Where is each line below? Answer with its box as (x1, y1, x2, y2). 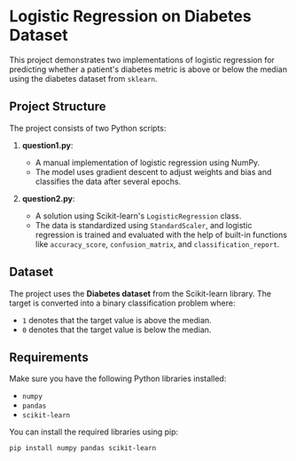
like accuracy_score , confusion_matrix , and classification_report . (35, 238, 280, 250)
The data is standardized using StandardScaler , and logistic (35, 219, 253, 230)
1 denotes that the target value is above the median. (21, 314, 213, 325)
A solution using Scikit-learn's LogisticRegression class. (35, 211, 242, 221)
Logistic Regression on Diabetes (9, 6, 252, 27)
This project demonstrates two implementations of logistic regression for (9, 54, 275, 65)
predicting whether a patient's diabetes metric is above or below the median (9, 64, 288, 75)
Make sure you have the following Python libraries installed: (9, 373, 227, 384)
